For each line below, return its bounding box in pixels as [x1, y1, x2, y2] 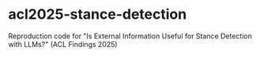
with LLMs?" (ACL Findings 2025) [8, 39, 118, 48]
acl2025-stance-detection [8, 5, 187, 23]
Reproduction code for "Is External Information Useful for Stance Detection [8, 31, 253, 41]
